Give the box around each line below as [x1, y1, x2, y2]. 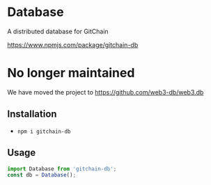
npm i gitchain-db [17, 128, 71, 135]
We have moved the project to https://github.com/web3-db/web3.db [7, 88, 204, 96]
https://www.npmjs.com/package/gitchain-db [7, 40, 139, 49]
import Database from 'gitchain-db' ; [7, 165, 117, 172]
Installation [7, 108, 57, 120]
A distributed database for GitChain [7, 27, 109, 35]
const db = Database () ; [7, 172, 77, 179]
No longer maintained [7, 65, 135, 81]
